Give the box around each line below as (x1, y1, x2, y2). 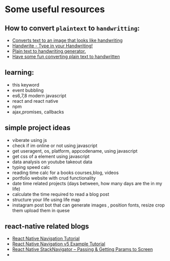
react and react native (12, 98, 59, 104)
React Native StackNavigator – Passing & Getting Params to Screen (12, 246, 153, 252)
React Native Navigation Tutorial (12, 236, 80, 242)
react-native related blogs (5, 222, 90, 231)
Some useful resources (5, 4, 105, 15)
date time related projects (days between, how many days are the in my (12, 180, 162, 186)
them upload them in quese (12, 207, 70, 213)
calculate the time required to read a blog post (12, 191, 109, 197)
